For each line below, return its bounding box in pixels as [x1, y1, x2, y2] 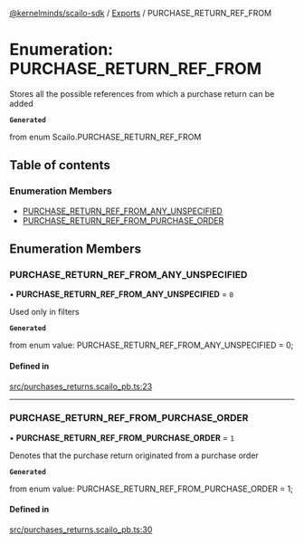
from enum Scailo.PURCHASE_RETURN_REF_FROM [9, 131, 202, 142]
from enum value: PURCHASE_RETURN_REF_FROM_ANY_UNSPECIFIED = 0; [9, 339, 294, 351]
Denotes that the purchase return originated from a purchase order [9, 450, 260, 461]
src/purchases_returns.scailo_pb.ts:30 [9, 524, 153, 535]
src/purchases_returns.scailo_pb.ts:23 [9, 380, 153, 392]
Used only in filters [9, 307, 80, 318]
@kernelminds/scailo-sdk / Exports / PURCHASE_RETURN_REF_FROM [9, 8, 272, 18]
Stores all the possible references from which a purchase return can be [9, 88, 275, 99]
